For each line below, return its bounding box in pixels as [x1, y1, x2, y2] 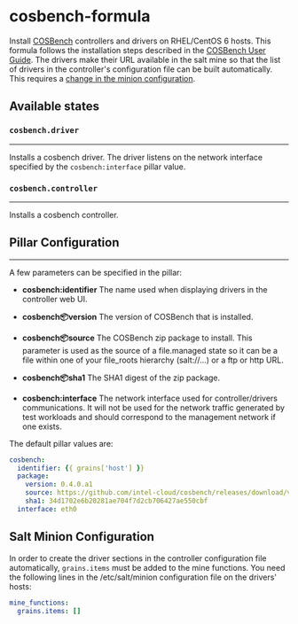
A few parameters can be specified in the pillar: [9, 267, 183, 277]
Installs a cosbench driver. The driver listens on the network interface [9, 152, 263, 162]
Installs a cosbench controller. [9, 209, 119, 220]
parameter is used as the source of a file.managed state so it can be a [21, 345, 278, 355]
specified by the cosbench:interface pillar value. [9, 161, 186, 172]
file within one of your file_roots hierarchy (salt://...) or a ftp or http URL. [21, 355, 284, 365]
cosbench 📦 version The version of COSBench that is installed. [21, 311, 254, 322]
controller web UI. [21, 293, 88, 304]
